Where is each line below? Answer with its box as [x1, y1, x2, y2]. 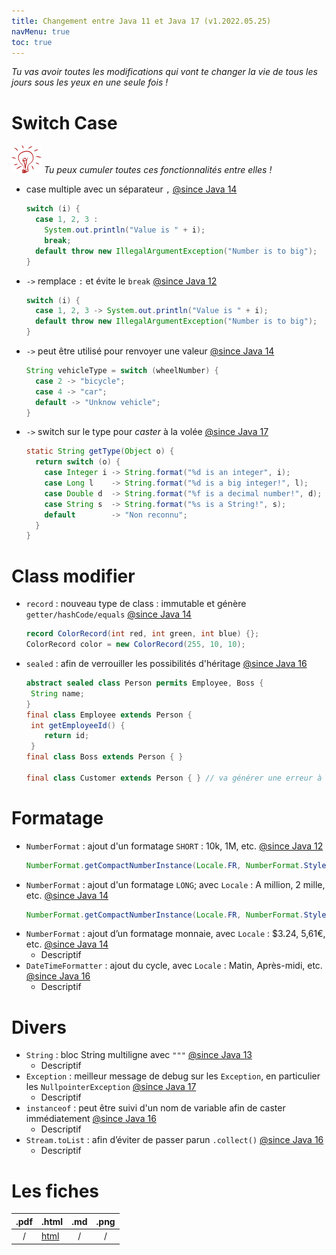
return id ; [44, 731, 90, 741]
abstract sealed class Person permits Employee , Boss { [25, 678, 264, 688]
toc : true [11, 37, 53, 47]
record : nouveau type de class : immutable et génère [25, 598, 247, 610]
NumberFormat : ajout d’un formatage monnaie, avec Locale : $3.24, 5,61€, [25, 928, 326, 940]
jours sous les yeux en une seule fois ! [11, 76, 169, 89]
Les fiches [11, 1180, 100, 1202]
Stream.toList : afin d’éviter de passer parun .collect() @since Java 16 [25, 1134, 324, 1146]
